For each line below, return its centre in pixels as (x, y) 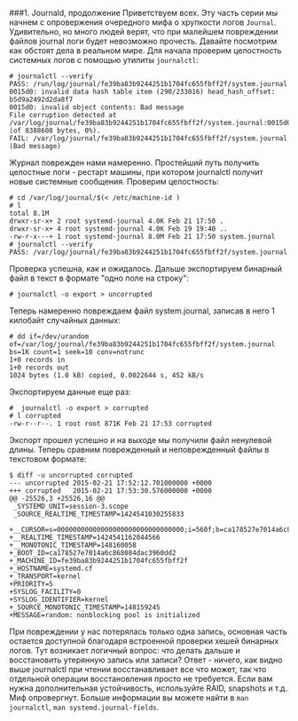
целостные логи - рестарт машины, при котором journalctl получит (136, 172)
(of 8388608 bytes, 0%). (55, 131)
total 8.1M (29, 213)
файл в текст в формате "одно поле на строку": (99, 278)
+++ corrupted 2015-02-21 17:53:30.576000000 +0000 (111, 491)
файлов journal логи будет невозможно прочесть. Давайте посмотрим (143, 41)
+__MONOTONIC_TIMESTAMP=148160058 (73, 545)
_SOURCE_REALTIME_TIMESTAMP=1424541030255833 (98, 514)
